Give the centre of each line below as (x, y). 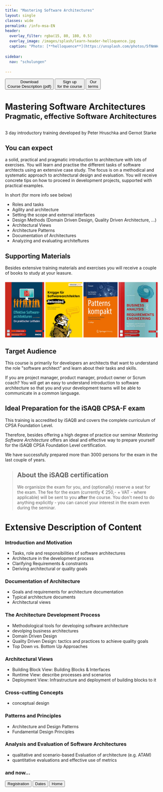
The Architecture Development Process (53, 615)
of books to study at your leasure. (39, 273)
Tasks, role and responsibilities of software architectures (69, 553)
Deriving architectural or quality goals (49, 569)
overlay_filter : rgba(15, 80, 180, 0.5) (51, 36)
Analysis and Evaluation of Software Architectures (66, 744)
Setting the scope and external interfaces (53, 215)
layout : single (20, 15)
